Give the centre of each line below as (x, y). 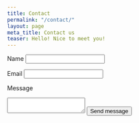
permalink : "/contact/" (41, 20)
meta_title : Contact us (41, 32)
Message (20, 88)
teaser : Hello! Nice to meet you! (56, 39)
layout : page (26, 26)
